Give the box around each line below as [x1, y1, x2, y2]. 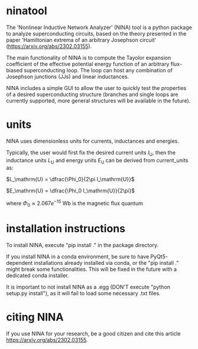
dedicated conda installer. [6, 271, 69, 279]
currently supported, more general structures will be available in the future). [6, 97, 191, 104]
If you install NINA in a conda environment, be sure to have [6, 253, 150, 260]
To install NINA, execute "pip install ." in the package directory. [6, 241, 158, 248]
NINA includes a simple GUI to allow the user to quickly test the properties [6, 84, 187, 91]
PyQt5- [150, 253, 168, 260]
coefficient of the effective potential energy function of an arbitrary [6, 60, 170, 68]
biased [6, 66, 22, 73]
